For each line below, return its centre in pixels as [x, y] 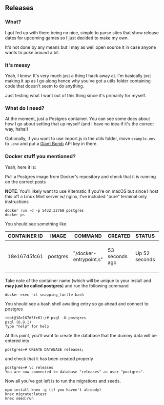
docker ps [15, 215]
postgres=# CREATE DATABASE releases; [44, 349]
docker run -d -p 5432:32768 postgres [44, 210]
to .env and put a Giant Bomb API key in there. [51, 144]
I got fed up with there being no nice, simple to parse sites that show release [82, 32]
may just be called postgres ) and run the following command [67, 285]
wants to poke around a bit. [32, 52]
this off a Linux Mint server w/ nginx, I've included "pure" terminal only [76, 196]
